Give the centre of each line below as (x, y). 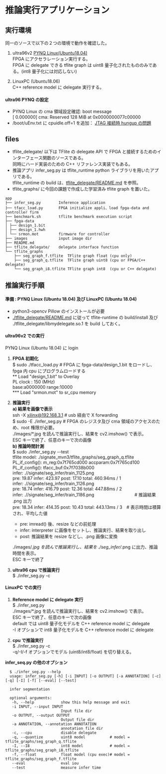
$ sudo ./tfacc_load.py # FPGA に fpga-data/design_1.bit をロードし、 (83, 364)
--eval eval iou (45, 764)
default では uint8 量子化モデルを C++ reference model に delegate (81, 624)
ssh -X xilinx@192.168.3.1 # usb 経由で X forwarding (65, 415)
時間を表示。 (25, 553)
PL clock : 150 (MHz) (34, 382)
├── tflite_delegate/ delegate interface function (62, 247)
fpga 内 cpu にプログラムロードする (49, 371)
